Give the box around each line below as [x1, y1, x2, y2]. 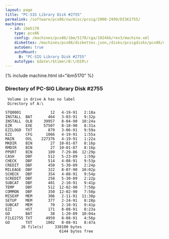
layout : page [5, 7, 33, 13]
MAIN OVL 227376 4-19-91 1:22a [5, 136, 96, 141]
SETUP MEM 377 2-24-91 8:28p [5, 198, 96, 203]
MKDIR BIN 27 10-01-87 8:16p [5, 140, 96, 146]
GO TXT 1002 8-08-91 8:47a [5, 220, 96, 225]
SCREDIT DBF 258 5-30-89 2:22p [5, 176, 96, 181]
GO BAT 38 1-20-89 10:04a [5, 211, 96, 216]
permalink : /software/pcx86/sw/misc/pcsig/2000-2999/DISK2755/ [5, 17, 141, 22]
